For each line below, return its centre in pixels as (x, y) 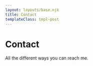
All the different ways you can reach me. (47, 58)
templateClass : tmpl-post (32, 19)
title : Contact (21, 15)
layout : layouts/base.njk (32, 10)
